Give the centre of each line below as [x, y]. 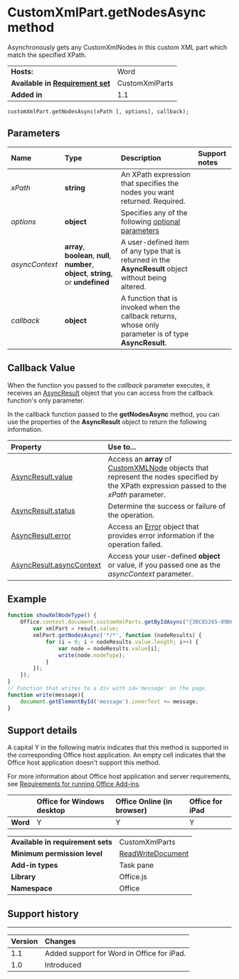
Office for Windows [70, 802]
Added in [27, 95]
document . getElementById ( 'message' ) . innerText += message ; [110, 701]
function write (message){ [46, 695]
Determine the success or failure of [167, 506]
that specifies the [150, 183]
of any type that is [151, 251]
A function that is [149, 298]
